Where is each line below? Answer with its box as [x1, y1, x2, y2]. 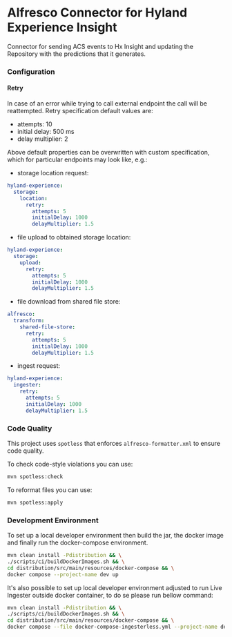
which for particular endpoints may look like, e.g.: [7, 155, 148, 164]
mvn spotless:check [7, 473, 64, 480]
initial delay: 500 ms [17, 128, 75, 136]
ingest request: [17, 362, 61, 370]
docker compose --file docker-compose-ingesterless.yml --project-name [7, 623, 217, 631]
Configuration [7, 67, 55, 77]
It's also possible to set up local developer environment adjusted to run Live [7, 583, 222, 591]
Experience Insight [7, 19, 117, 35]
